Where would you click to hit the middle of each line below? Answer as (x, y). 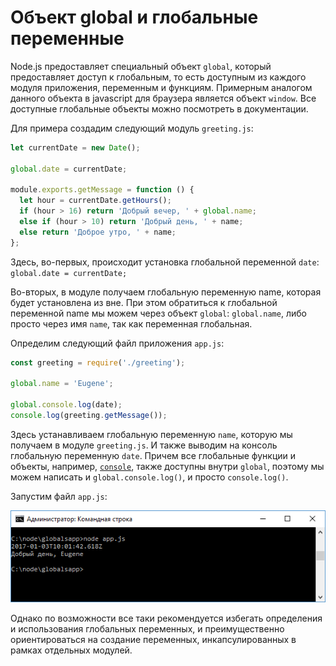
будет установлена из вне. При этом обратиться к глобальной (144, 302)
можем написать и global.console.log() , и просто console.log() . (149, 477)
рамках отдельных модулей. (71, 650)
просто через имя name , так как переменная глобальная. (131, 323)
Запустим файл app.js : (59, 496)
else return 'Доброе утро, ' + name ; (98, 232)
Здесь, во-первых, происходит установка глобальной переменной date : (165, 262)
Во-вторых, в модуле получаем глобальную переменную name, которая (166, 292)
